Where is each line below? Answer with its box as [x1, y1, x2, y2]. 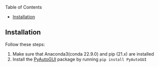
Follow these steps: [5, 41, 45, 47]
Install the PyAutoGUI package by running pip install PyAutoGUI [12, 56, 147, 62]
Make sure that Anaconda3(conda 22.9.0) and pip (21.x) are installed [12, 51, 154, 57]
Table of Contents [5, 4, 42, 10]
